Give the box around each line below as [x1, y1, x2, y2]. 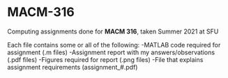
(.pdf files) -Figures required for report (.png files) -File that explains [7, 55, 204, 63]
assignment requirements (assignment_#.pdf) [7, 63, 138, 71]
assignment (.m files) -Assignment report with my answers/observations [7, 48, 215, 56]
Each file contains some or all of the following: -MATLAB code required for [7, 40, 221, 49]
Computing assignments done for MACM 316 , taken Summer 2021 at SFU [7, 27, 219, 36]
